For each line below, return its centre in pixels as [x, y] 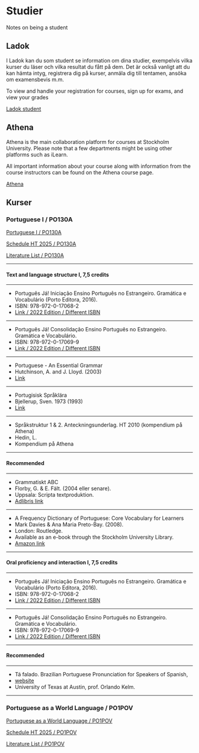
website [24, 681]
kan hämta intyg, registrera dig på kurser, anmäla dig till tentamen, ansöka [96, 73]
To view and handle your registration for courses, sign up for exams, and [95, 91]
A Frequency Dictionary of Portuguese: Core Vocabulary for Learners [99, 518]
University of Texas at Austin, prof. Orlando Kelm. [75, 687]
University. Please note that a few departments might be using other [89, 148]
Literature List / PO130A [35, 255]
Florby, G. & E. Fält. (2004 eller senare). [63, 488]
